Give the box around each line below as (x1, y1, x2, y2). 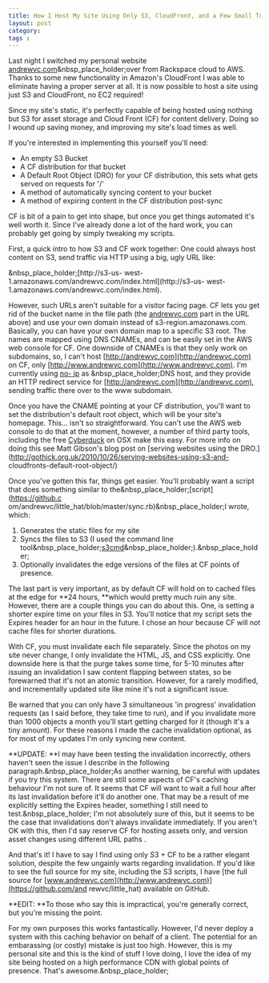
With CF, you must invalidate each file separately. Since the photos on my (8, 642, 251, 652)
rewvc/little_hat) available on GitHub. (88, 884, 211, 893)
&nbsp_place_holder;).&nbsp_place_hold (123, 543, 259, 552)
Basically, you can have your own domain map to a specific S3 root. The (8, 326, 247, 336)
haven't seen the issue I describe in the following (8, 758, 170, 768)
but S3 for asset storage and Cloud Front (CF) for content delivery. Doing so (8, 114, 259, 124)
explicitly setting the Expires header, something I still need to (8, 800, 208, 810)
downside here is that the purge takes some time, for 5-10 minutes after (8, 659, 245, 668)
